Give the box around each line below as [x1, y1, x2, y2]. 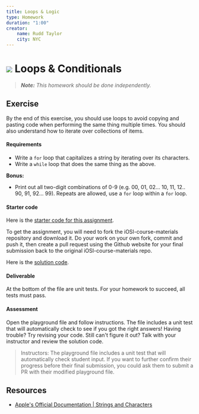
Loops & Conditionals [14, 62, 122, 76]
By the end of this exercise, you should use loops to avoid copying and [6, 114, 179, 122]
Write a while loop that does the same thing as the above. [14, 160, 156, 167]
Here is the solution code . [6, 259, 70, 266]
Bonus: [6, 172, 24, 179]
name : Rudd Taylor [17, 31, 62, 37]
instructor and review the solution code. [6, 337, 104, 345]
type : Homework [6, 14, 44, 20]
